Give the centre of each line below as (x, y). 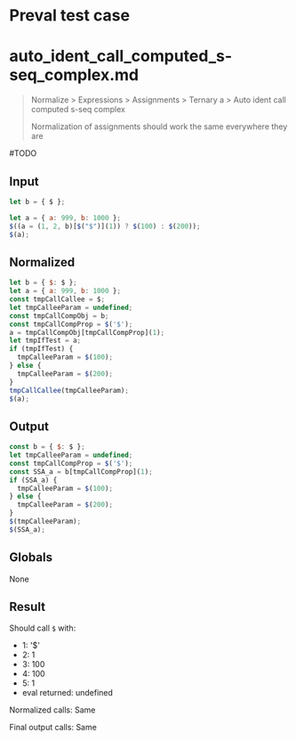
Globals (31, 558)
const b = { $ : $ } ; (48, 447)
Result (28, 607)
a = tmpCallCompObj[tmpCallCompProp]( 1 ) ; (87, 332)
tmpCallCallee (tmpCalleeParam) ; (69, 390)
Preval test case (70, 16)
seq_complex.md (74, 75)
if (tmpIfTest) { (41, 349)
